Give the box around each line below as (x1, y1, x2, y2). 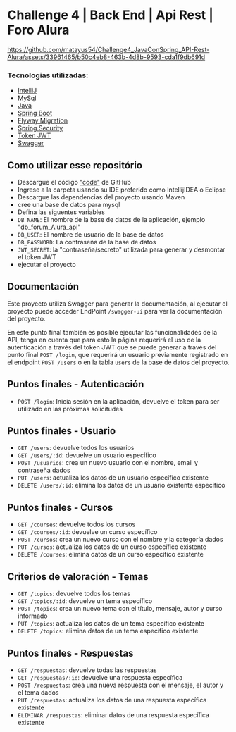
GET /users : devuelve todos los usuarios (17, 444, 135, 452)
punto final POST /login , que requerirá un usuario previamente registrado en (7, 350, 228, 359)
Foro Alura (7, 22, 70, 38)
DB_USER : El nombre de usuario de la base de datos (17, 230, 164, 239)
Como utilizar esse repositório (7, 159, 143, 171)
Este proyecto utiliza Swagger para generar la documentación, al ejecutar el (7, 299, 228, 308)
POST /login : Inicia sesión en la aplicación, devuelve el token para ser (17, 397, 220, 405)
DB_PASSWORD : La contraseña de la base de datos (17, 238, 156, 247)
